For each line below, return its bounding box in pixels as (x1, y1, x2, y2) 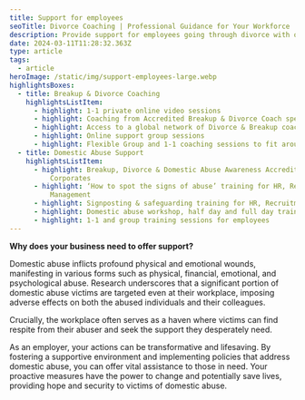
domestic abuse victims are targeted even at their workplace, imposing (9, 287, 275, 298)
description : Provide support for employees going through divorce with (9, 30, 290, 39)
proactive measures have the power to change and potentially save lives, (9, 370, 282, 381)
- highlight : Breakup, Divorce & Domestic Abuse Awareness (33, 165, 261, 174)
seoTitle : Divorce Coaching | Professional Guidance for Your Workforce (9, 22, 290, 31)
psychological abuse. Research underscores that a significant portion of (9, 278, 280, 288)
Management (49, 190, 92, 200)
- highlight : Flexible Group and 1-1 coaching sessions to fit (33, 140, 279, 149)
